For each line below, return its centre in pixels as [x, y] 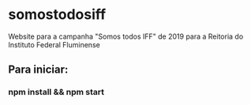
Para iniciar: [38, 70]
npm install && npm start [56, 92]
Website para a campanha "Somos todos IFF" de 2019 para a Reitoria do [126, 36]
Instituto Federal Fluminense [54, 44]
